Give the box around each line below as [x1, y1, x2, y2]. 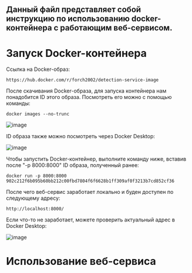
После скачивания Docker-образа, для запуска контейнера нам [6, 87, 167, 94]
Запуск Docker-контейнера [6, 46, 147, 60]
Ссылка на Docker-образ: [6, 66, 70, 73]
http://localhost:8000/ [6, 206, 65, 212]
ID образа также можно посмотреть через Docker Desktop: [6, 133, 156, 140]
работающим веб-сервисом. [59, 23, 173, 33]
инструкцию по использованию [6, 14, 130, 24]
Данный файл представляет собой [6, 5, 142, 15]
